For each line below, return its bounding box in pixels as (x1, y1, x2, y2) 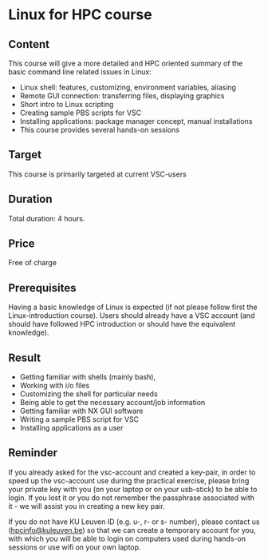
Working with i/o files (19, 381, 90, 391)
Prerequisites (8, 281, 77, 295)
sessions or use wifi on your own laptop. (8, 542, 141, 552)
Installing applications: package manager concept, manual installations (19, 117, 253, 125)
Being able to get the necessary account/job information (19, 398, 206, 407)
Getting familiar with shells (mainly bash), (19, 372, 156, 382)
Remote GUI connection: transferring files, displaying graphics (19, 91, 225, 101)
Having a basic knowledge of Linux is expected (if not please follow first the (8, 302, 258, 312)
